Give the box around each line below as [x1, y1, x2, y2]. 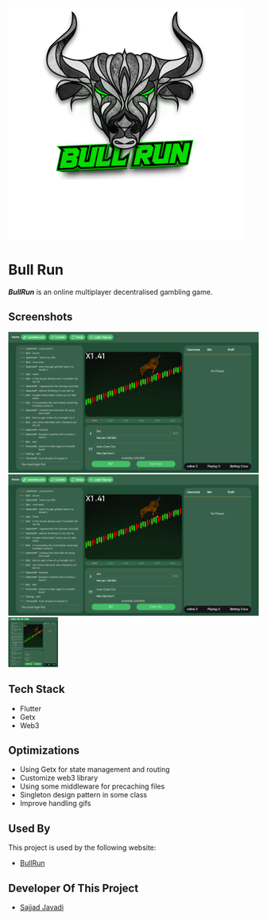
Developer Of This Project [8, 881, 139, 895]
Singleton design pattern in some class [19, 790, 148, 800]
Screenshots [8, 310, 73, 324]
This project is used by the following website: [8, 843, 157, 852]
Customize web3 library [19, 773, 99, 783]
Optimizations [8, 743, 79, 757]
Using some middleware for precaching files [19, 781, 165, 791]
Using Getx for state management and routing [19, 765, 170, 774]
